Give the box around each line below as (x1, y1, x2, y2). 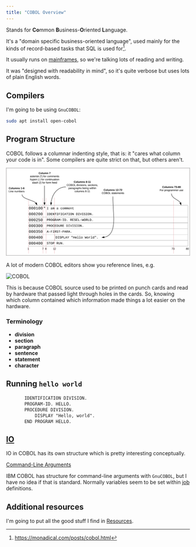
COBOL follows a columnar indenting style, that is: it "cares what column (6, 150, 181, 157)
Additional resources (6, 502, 84, 512)
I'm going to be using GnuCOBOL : (6, 106, 80, 113)
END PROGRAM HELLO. (24, 418, 72, 424)
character (14, 362, 39, 369)
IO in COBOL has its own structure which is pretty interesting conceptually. (6, 450, 185, 457)
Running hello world (6, 379, 83, 389)
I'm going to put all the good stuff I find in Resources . (6, 518, 134, 525)
